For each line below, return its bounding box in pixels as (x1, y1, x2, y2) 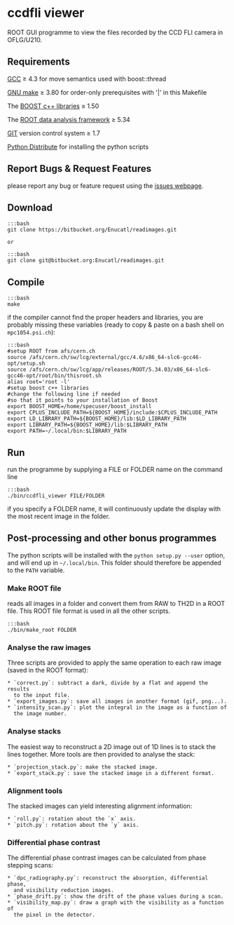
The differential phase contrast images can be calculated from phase (7, 853, 207, 862)
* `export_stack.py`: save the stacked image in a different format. (7, 769, 215, 776)
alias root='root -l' (7, 379, 71, 386)
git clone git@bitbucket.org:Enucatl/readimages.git (7, 257, 165, 264)
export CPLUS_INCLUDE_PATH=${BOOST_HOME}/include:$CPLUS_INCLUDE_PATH (7, 409, 218, 417)
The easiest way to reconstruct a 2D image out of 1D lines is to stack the (7, 742, 216, 751)
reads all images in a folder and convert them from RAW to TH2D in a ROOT (7, 600, 226, 608)
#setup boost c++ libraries (7, 384, 90, 392)
